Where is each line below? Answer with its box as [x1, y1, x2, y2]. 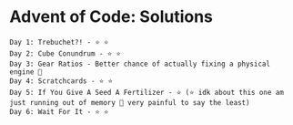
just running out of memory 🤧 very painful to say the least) [9, 98, 250, 107]
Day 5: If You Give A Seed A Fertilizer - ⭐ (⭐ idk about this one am [9, 88, 285, 97]
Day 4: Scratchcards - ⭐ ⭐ [9, 76, 114, 86]
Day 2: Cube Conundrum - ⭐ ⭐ [9, 48, 121, 58]
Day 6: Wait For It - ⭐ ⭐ [9, 107, 109, 116]
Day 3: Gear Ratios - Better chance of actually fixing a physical [9, 59, 271, 68]
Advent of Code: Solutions [9, 6, 214, 27]
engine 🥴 [9, 67, 43, 77]
